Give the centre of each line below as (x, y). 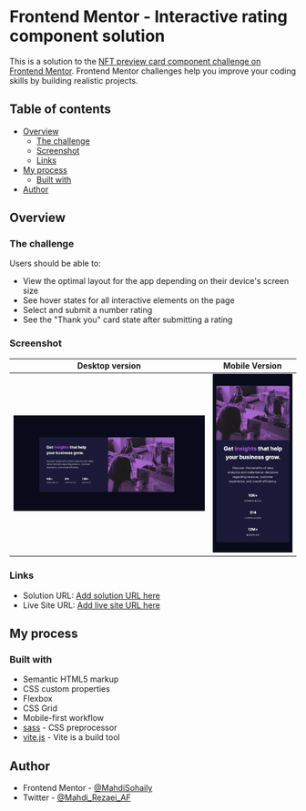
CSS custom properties (66, 689)
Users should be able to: (56, 264)
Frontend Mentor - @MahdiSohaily (87, 788)
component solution (87, 36)
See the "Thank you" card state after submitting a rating (127, 319)
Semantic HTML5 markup (71, 679)
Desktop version (109, 366)
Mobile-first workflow (63, 718)
